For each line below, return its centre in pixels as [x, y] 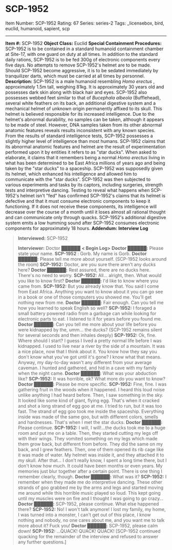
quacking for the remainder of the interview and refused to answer [88, 536]
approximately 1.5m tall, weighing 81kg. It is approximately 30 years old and [85, 87]
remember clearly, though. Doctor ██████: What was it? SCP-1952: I [92, 476]
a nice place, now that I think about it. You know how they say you [87, 351]
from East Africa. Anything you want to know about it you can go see [90, 291]
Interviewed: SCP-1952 [43, 238]
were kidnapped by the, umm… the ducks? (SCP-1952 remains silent [90, 330]
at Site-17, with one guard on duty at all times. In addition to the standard [82, 54]
